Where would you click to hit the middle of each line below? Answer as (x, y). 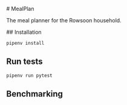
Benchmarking (35, 94)
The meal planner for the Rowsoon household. (64, 20)
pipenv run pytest (29, 75)
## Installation (24, 32)
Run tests (24, 62)
